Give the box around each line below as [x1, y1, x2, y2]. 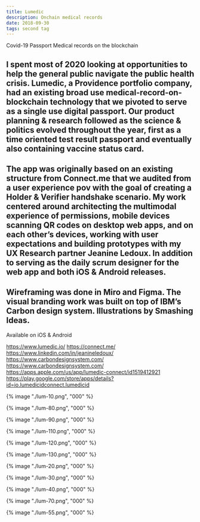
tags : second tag [6, 25, 50, 32]
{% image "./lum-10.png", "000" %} [6, 393, 94, 400]
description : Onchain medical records [6, 14, 103, 20]
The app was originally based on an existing [6, 164, 173, 174]
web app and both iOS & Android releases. [6, 267, 166, 277]
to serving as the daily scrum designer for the [6, 258, 180, 268]
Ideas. [6, 315, 30, 325]
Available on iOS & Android [6, 331, 72, 339]
